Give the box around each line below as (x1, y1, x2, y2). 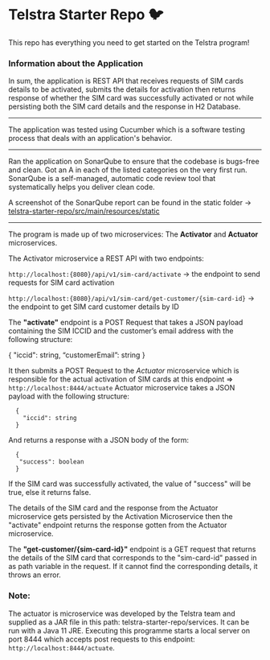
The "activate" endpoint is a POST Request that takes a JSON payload (8, 318, 243, 328)
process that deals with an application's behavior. (8, 134, 173, 143)
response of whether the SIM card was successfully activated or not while (8, 93, 255, 103)
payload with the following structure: (8, 391, 130, 402)
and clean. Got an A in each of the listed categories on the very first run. (8, 165, 247, 175)
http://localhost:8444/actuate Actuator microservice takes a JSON (8, 383, 235, 393)
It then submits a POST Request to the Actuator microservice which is (8, 366, 239, 376)
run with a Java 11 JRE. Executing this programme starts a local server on (8, 625, 251, 635)
